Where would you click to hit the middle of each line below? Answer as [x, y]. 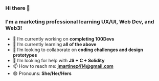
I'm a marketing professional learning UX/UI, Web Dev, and [80, 21]
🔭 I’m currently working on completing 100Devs [63, 39]
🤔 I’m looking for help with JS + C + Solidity [59, 61]
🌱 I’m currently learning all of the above [54, 45]
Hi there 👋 [18, 8]
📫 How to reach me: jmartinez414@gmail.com [63, 66]
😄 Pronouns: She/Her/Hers [42, 73]
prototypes [25, 55]
